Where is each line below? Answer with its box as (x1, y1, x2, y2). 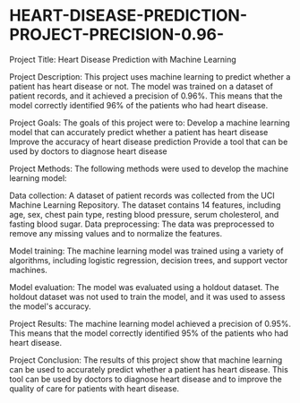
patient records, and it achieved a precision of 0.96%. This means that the (9, 90, 283, 101)
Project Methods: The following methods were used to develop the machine (9, 163, 289, 174)
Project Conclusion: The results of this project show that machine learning (9, 355, 283, 365)
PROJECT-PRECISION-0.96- (9, 24, 225, 45)
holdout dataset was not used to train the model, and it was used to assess (9, 291, 286, 302)
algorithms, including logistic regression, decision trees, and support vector (9, 254, 288, 265)
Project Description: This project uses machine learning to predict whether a (9, 71, 291, 81)
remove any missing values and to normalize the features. (9, 227, 222, 238)
